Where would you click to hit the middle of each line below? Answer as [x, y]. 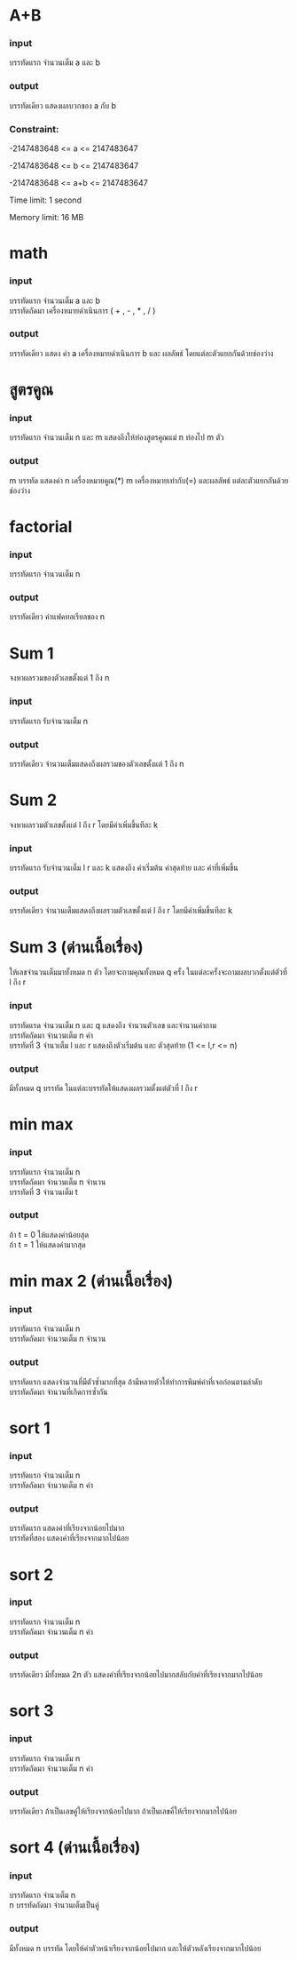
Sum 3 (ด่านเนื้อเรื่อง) [76, 947]
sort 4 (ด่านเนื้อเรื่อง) [75, 1848]
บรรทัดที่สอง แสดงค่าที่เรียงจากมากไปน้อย [69, 1538]
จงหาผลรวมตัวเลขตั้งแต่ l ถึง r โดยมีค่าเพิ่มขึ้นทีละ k [83, 825]
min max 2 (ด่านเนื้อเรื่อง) [91, 1281]
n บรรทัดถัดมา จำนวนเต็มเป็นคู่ [54, 1905]
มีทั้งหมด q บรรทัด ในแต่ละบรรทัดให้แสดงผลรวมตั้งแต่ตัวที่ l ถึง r [103, 1088]
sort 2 [31, 1574]
